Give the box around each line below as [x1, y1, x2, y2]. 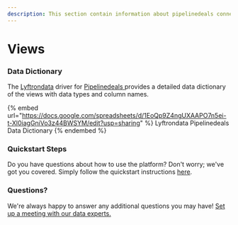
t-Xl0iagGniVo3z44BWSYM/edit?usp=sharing [7, 119, 140, 128]
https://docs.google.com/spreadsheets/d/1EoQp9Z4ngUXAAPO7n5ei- [21, 111, 227, 120]
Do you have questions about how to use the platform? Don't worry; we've [7, 160, 225, 169]
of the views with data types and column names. [7, 90, 149, 99]
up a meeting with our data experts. [7, 209, 111, 217]
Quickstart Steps [7, 144, 67, 154]
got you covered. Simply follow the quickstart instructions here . [7, 168, 193, 176]
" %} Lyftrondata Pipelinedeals [140, 119, 229, 128]
